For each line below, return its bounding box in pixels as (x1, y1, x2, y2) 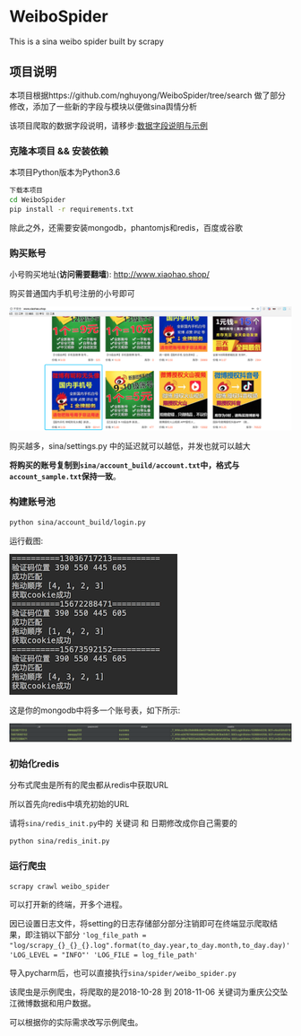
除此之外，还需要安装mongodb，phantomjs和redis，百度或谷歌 (9, 222, 244, 233)
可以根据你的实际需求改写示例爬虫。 (9, 1017, 143, 1028)
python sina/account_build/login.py (9, 518, 146, 527)
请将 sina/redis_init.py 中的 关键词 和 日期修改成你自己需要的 (9, 818, 237, 829)
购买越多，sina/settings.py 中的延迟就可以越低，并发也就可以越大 (9, 441, 251, 452)
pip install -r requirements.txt (9, 205, 134, 214)
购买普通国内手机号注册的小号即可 (9, 287, 135, 298)
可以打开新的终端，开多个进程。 (9, 900, 127, 910)
